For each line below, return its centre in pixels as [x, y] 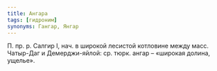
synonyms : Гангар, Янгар [43, 26]
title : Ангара [28, 13]
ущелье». [21, 61]
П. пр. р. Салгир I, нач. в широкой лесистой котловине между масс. [108, 46]
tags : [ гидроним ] [32, 20]
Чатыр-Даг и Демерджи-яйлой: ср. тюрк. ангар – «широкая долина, [108, 53]
